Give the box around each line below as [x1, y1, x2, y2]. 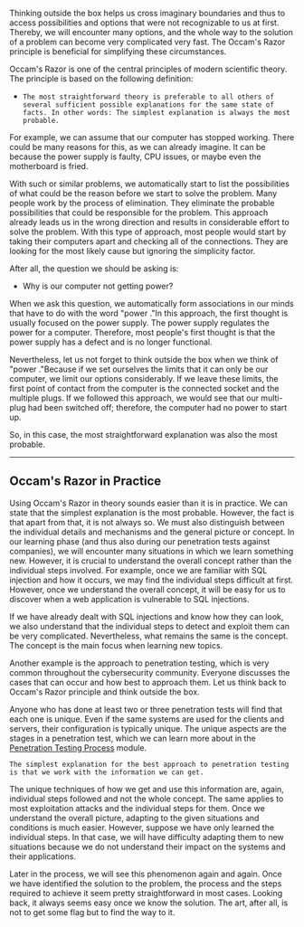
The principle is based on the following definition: [9, 73, 194, 84]
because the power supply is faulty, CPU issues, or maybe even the [9, 151, 261, 162]
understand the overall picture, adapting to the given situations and [9, 812, 260, 823]
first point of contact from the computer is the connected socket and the [9, 383, 280, 393]
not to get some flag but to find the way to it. [9, 906, 176, 917]
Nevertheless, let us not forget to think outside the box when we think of [9, 355, 279, 364]
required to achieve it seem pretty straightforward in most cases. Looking [9, 887, 283, 898]
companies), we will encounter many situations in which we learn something [9, 545, 294, 556]
